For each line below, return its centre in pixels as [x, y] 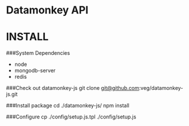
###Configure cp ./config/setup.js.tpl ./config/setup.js [71, 117]
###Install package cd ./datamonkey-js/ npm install [68, 106]
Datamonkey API [47, 10]
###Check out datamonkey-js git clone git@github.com [73, 88]
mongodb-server [35, 71]
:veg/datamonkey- [161, 88]
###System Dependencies [38, 53]
